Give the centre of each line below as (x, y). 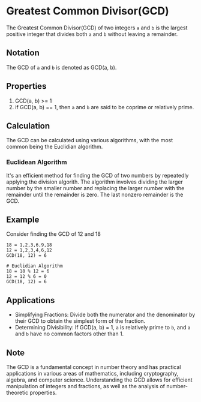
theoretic (17, 393)
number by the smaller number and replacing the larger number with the (95, 188)
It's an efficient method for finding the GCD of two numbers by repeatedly (97, 175)
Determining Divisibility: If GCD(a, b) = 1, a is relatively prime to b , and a (103, 328)
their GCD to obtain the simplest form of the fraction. (80, 321)
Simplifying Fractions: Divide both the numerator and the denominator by (105, 315)
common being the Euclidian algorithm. (55, 147)
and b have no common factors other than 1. (69, 334)
